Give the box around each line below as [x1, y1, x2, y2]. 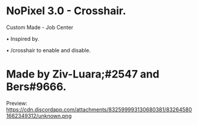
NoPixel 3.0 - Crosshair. [6, 4, 127, 18]
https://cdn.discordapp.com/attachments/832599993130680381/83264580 [6, 105, 192, 113]
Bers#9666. [6, 80, 67, 94]
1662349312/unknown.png [6, 112, 72, 119]
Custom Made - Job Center [6, 24, 73, 31]
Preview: [6, 100, 28, 107]
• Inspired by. [6, 35, 40, 42]
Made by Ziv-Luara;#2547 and [6, 68, 159, 81]
